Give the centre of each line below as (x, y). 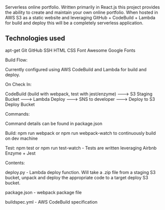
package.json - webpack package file (43, 192)
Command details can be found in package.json (54, 124)
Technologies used (35, 38)
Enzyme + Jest (20, 153)
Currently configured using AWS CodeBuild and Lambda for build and (76, 69)
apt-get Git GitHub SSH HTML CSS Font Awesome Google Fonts (70, 50)
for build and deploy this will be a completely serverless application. (74, 23)
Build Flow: (17, 60)
